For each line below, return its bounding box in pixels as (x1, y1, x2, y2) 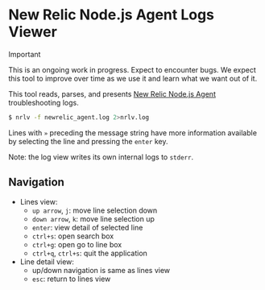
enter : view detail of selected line (31, 222, 143, 232)
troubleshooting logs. (8, 97, 79, 107)
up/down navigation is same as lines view (31, 265, 171, 275)
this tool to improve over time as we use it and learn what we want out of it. (8, 73, 258, 83)
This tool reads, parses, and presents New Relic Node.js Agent (8, 89, 216, 98)
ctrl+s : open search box (31, 231, 114, 241)
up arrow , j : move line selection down (31, 205, 158, 215)
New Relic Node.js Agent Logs (8, 6, 215, 24)
